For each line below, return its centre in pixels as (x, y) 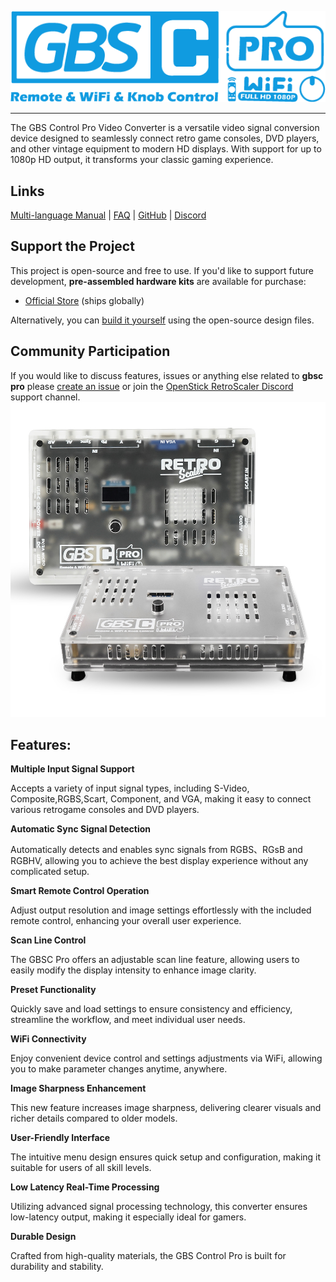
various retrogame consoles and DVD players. (105, 810)
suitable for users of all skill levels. (81, 1168)
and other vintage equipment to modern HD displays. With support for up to (166, 149)
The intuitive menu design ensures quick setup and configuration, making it (166, 1157)
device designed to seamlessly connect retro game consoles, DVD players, (165, 138)
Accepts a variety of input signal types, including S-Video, (130, 788)
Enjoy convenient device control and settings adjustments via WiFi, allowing (166, 1058)
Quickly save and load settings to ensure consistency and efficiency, (151, 1009)
